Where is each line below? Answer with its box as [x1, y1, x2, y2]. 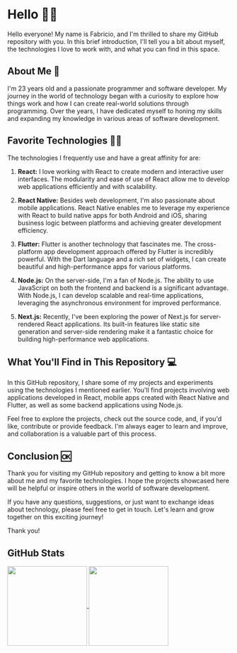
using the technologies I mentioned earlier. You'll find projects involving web [7, 386, 230, 395]
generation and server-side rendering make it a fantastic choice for [17, 327, 214, 335]
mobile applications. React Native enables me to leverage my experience [17, 203, 230, 212]
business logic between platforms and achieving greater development [17, 219, 221, 227]
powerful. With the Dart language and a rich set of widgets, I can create [17, 255, 226, 263]
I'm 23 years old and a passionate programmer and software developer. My [7, 84, 227, 93]
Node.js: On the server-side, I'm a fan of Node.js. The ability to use [17, 276, 214, 284]
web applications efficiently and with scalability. [17, 182, 158, 190]
